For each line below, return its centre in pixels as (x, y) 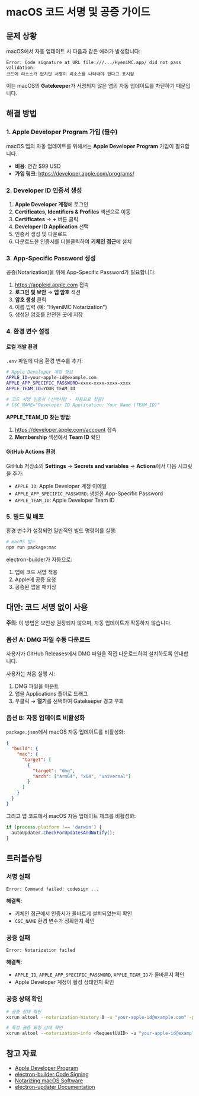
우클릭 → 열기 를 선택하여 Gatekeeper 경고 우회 (69, 701)
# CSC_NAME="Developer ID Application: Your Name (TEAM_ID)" (83, 405)
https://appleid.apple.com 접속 (52, 285)
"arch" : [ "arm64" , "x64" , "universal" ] (82, 776)
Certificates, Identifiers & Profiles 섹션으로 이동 (73, 212)
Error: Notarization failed (41, 950)
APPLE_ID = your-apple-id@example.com (51, 378)
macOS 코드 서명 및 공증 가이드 (78, 12)
